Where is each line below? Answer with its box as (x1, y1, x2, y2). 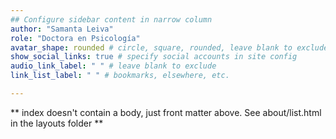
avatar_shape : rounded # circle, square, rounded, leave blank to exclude (10, 42, 329, 53)
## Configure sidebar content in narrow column (10, 14, 213, 25)
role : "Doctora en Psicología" (10, 33, 141, 43)
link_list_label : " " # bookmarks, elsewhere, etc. (10, 71, 230, 81)
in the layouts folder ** (10, 117, 104, 129)
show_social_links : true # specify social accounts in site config (10, 52, 298, 62)
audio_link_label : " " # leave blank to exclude (10, 61, 217, 71)
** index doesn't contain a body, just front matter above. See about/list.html (10, 106, 322, 118)
